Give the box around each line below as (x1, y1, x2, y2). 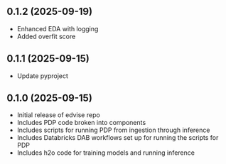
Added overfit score (16, 32, 76, 40)
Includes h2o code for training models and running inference (16, 148, 195, 157)
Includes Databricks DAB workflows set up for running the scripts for (16, 133, 219, 142)
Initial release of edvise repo (16, 111, 100, 119)
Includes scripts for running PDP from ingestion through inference (16, 126, 210, 134)
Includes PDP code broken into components (16, 119, 146, 127)
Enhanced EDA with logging (16, 24, 99, 33)
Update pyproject (16, 71, 69, 80)
